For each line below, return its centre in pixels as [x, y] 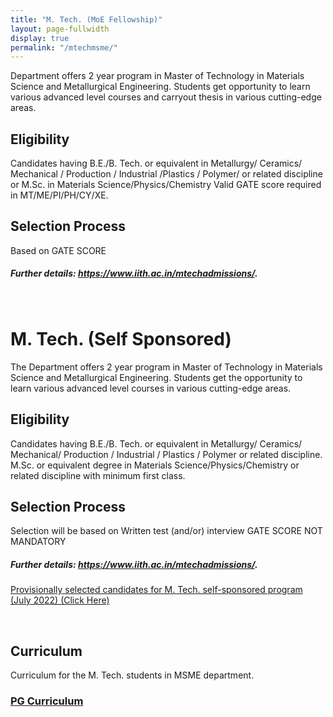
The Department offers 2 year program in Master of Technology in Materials [166, 367]
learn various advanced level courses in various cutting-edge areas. [151, 388]
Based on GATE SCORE [58, 250]
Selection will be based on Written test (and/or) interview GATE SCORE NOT [166, 531]
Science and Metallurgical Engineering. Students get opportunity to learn [160, 87]
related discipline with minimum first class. [98, 475]
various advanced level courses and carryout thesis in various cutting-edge [166, 97]
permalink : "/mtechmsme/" [64, 47]
